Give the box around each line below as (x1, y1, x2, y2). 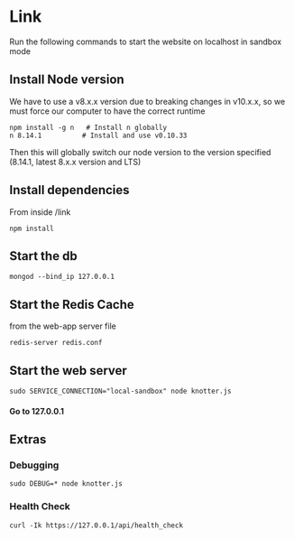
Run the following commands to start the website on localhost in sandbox (9, 36, 282, 47)
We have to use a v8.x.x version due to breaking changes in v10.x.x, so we (9, 96, 286, 107)
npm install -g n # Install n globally (9, 123, 168, 132)
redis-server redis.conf (9, 339, 103, 348)
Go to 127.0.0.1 (9, 405, 65, 416)
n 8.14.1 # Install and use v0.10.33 (9, 131, 188, 140)
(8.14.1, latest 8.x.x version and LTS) (9, 156, 142, 167)
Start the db (9, 248, 78, 264)
